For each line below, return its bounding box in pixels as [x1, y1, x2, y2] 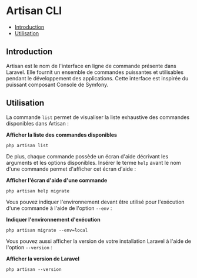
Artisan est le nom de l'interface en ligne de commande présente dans [6, 62, 176, 69]
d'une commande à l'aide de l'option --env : [6, 204, 112, 212]
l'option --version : [6, 243, 53, 250]
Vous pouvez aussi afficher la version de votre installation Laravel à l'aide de [6, 238, 191, 245]
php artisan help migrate [6, 188, 69, 194]
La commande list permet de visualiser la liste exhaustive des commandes [6, 113, 190, 121]
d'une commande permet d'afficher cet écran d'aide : [6, 165, 136, 172]
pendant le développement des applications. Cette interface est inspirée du [6, 74, 189, 82]
